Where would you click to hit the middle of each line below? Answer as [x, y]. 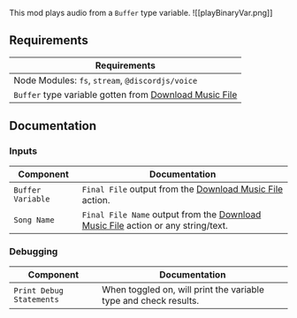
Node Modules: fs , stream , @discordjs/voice [106, 80]
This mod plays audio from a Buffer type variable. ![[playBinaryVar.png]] [141, 13]
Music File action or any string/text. [155, 225]
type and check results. [150, 300]
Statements [36, 299]
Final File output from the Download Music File [183, 189]
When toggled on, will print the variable [183, 289]
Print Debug [39, 290]
